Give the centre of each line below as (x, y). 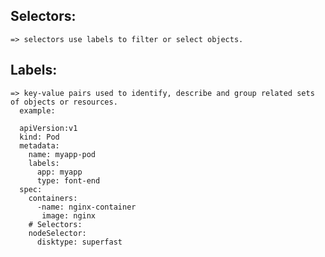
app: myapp (59, 172)
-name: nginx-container (86, 207)
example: (37, 110)
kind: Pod (39, 137)
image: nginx (69, 215)
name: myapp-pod (62, 154)
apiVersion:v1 (48, 128)
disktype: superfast (79, 242)
